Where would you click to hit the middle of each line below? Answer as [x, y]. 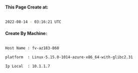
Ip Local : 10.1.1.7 [28, 66]
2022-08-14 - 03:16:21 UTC [33, 22]
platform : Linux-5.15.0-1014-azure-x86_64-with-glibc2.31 [69, 57]
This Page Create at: [27, 7]
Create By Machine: [26, 33]
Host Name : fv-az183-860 [32, 48]
